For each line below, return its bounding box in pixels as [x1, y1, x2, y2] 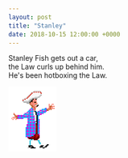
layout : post [8, 13, 52, 21]
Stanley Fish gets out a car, [8, 53, 99, 63]
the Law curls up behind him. [8, 62, 105, 72]
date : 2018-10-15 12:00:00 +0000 [8, 30, 121, 38]
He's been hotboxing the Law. [8, 70, 107, 80]
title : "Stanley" [8, 21, 67, 30]
